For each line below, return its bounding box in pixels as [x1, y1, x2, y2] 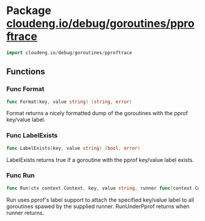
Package [6, 4, 52, 18]
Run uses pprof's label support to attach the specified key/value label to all [6, 196, 194, 203]
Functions [6, 66, 46, 77]
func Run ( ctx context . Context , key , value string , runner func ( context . [6, 185, 195, 191]
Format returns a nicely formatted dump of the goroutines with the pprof [6, 110, 188, 117]
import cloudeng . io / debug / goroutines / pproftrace [6, 49, 132, 55]
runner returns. [6, 209, 45, 216]
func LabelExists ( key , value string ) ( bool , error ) [6, 145, 140, 151]
